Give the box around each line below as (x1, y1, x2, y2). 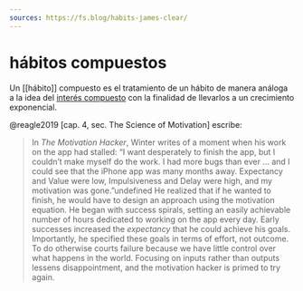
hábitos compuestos (9, 52, 167, 73)
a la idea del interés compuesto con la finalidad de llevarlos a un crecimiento (9, 92, 295, 102)
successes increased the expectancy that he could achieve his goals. (31, 223, 291, 234)
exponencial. (9, 102, 57, 112)
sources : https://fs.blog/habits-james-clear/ (9, 13, 188, 23)
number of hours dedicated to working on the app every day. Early (31, 214, 280, 225)
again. (31, 271, 55, 282)
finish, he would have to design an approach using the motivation (31, 194, 275, 205)
